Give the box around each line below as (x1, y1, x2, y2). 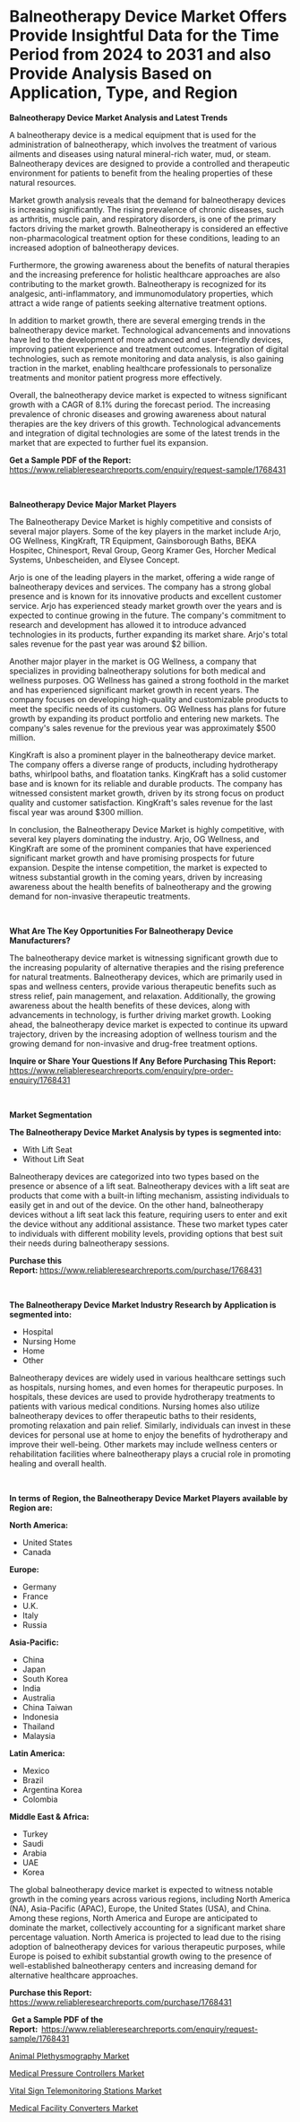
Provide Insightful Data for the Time (9, 25, 279, 46)
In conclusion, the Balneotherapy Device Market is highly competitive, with (9, 823, 285, 835)
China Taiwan (21, 1701, 73, 1712)
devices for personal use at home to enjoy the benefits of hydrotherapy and (9, 1429, 288, 1440)
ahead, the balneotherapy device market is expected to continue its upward (9, 1019, 288, 1030)
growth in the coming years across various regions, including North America (9, 1893, 291, 1904)
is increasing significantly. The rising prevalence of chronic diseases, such (9, 204, 285, 214)
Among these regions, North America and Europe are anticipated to (9, 1912, 258, 1923)
